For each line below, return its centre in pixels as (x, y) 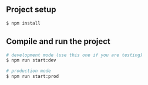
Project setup (31, 10)
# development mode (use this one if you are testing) (75, 55)
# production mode (28, 71)
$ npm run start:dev (31, 60)
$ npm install (23, 23)
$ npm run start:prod (33, 76)
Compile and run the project (58, 41)
